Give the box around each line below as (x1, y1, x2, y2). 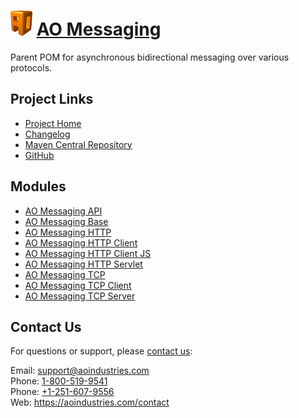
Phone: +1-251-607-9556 (10, 386, 115, 398)
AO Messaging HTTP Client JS (24, 247, 152, 259)
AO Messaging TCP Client (24, 279, 132, 291)
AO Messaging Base (24, 215, 109, 227)
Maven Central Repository (24, 138, 133, 150)
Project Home (24, 117, 82, 129)
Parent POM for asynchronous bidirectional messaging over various (10, 51, 290, 63)
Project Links (10, 91, 94, 108)
